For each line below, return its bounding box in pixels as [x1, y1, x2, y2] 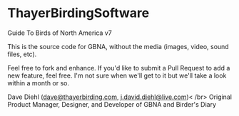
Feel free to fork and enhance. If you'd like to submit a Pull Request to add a [7, 63, 230, 72]
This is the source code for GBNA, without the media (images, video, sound [7, 42, 230, 51]
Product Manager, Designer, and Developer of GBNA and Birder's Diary [7, 100, 216, 108]
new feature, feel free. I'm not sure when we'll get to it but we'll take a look [7, 71, 227, 80]
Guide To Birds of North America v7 [7, 28, 112, 37]
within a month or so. [7, 78, 70, 87]
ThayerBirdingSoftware [7, 5, 150, 21]
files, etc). [7, 50, 37, 58]
